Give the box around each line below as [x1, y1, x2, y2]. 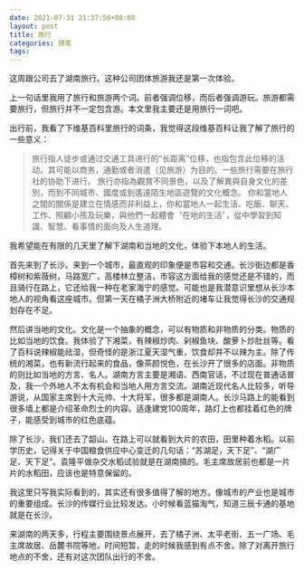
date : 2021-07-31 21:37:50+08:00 [9, 13, 136, 23]
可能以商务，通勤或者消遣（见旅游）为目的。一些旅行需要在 [55, 165, 278, 176]
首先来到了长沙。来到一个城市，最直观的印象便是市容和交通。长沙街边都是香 [9, 260, 295, 271]
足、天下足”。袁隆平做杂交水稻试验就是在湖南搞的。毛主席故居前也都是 [9, 456, 275, 467]
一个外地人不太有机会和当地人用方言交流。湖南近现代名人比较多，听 [33, 381, 287, 392]
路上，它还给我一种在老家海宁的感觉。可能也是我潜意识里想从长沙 [40, 282, 287, 293]
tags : [9, 47, 30, 56]
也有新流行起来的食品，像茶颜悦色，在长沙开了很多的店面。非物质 [48, 358, 295, 369]
